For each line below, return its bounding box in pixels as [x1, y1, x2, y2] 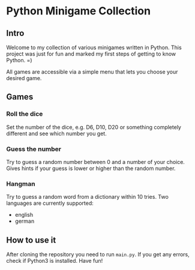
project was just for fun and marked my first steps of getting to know [6, 50, 176, 57]
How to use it [6, 235, 56, 245]
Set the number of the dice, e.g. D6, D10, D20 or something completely [6, 123, 182, 131]
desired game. [6, 75, 42, 81]
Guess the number [6, 145, 62, 153]
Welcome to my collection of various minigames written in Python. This [6, 44, 182, 51]
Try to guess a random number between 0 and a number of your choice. [6, 158, 185, 165]
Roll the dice [6, 110, 43, 118]
